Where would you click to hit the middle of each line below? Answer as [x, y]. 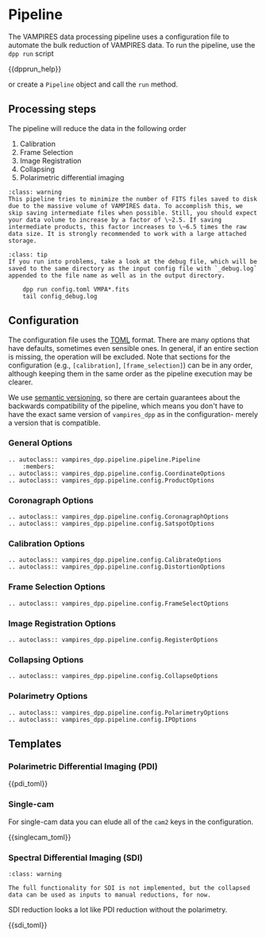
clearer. [21, 382]
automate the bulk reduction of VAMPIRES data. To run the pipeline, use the [132, 44]
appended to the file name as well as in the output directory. [117, 276]
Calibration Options [46, 544]
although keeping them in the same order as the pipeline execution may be [130, 373]
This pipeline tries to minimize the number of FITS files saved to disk [133, 199]
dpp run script [31, 53]
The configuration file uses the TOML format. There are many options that [129, 340]
